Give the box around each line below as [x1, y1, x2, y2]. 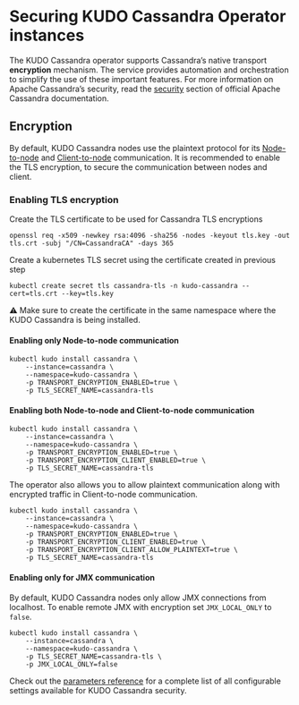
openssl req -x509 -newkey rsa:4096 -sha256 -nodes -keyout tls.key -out [9, 231, 291, 241]
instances [9, 25, 85, 46]
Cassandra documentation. [9, 92, 109, 104]
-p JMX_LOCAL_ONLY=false [25, 659, 118, 668]
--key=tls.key [61, 289, 115, 299]
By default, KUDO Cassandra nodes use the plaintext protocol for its [9, 142, 261, 153]
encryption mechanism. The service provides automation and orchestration [9, 64, 289, 75]
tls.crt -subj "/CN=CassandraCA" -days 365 [9, 239, 175, 248]
